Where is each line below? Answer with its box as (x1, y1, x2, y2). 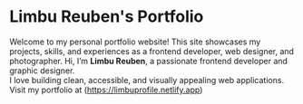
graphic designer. (9, 65, 75, 76)
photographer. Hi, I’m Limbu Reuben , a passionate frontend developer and (9, 55, 288, 66)
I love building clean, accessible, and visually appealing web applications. (9, 74, 284, 85)
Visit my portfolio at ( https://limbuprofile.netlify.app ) (9, 84, 203, 95)
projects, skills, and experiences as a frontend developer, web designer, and (9, 45, 295, 56)
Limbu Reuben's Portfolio (9, 6, 204, 27)
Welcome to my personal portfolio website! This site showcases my (9, 36, 261, 47)
